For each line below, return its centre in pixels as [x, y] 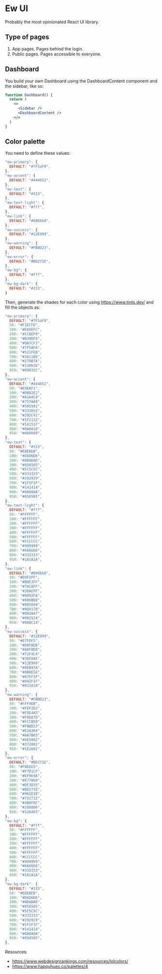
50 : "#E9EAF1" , [25, 388]
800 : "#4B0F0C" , [26, 803]
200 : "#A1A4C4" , [26, 397]
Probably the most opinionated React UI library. [52, 22]
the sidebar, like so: [24, 86]
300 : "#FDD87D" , [26, 717]
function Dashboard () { [29, 95]
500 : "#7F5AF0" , [26, 348]
